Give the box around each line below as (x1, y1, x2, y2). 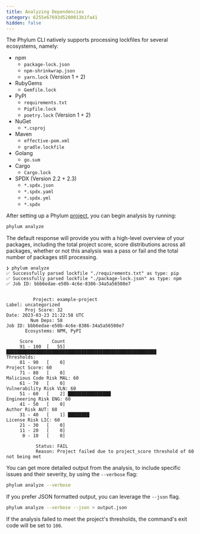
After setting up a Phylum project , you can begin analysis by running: (6, 212, 177, 219)
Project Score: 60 (6, 365, 52, 371)
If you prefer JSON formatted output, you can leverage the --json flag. (6, 493, 181, 500)
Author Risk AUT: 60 (6, 406, 58, 413)
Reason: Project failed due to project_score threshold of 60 (35, 448, 195, 455)
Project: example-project (32, 297, 98, 303)
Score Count (19, 339, 66, 345)
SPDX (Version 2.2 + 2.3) (14, 175, 77, 183)
